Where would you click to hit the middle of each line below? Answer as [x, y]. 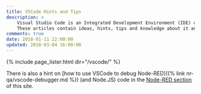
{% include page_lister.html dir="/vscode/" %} [63, 62]
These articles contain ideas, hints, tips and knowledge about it [103, 28]
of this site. [20, 86]
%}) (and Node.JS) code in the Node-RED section [131, 79]
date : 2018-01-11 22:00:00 [40, 39]
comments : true [25, 34]
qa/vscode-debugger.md [37, 79]
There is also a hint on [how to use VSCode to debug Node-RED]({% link [96, 73]
